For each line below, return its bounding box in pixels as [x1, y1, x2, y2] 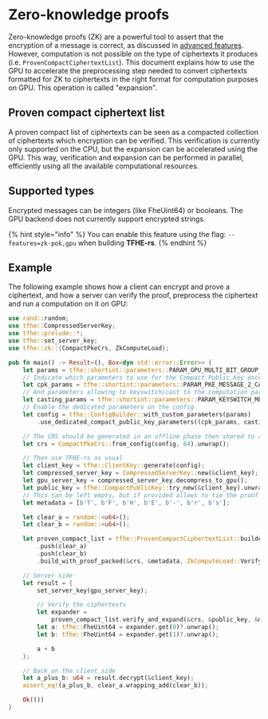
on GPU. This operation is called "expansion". [8, 82, 158, 93]
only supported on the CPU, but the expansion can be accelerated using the [8, 144, 258, 153]
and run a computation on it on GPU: [8, 299, 128, 309]
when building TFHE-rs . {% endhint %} [77, 238, 207, 247]
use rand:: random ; [8, 314, 69, 322]
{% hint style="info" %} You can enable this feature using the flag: [8, 229, 227, 239]
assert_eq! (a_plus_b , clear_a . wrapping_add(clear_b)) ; [22, 681, 209, 689]
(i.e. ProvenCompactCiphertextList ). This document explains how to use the [8, 57, 255, 67]
